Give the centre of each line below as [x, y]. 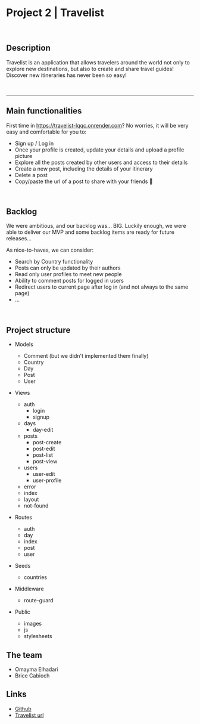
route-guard [38, 601]
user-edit [44, 474]
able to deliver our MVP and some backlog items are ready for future [90, 232]
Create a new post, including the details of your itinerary [84, 168]
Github [23, 708]
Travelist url [29, 715]
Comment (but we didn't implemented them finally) [86, 356]
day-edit [43, 430]
